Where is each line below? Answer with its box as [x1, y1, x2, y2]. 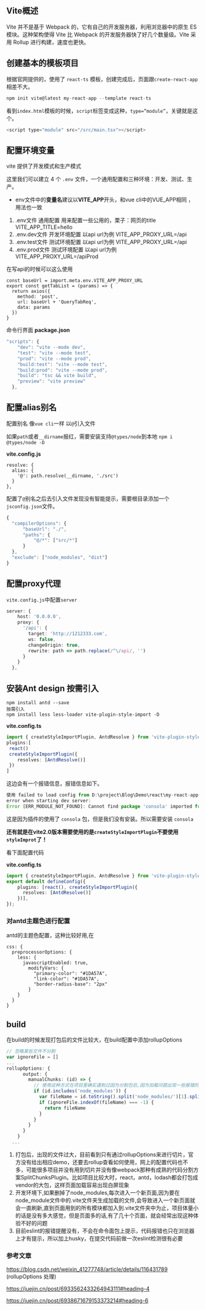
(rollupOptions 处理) [6, 1273, 57, 1280]
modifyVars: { [28, 965, 64, 971]
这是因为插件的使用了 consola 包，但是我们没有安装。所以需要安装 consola [6, 815, 194, 822]
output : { [22, 1071, 48, 1077]
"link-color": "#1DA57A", [33, 976, 99, 982]
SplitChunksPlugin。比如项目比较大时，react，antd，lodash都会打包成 [20, 1173, 198, 1181]
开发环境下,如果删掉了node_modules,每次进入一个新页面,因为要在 [15, 1189, 180, 1196]
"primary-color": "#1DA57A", [33, 971, 108, 977]
